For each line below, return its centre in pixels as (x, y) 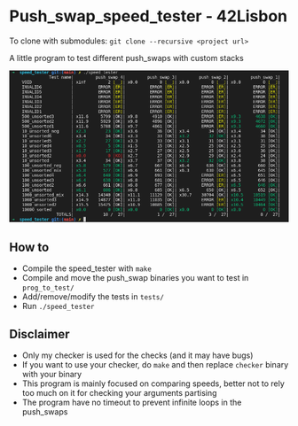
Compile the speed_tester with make (87, 268)
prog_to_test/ (48, 288)
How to (29, 247)
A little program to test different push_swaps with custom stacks (126, 58)
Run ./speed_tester (58, 306)
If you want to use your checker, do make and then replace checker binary (155, 365)
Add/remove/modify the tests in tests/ (93, 297)
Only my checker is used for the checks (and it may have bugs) (137, 355)
